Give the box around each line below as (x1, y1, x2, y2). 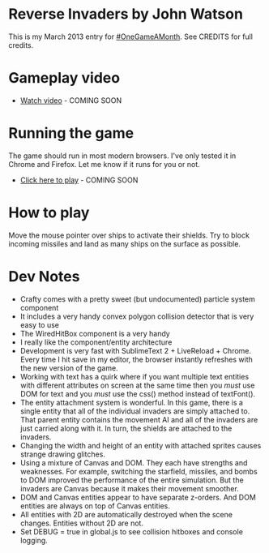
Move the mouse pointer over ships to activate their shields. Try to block (8, 230, 250, 240)
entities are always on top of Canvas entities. (19, 500, 170, 511)
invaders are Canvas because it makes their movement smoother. (19, 483, 239, 493)
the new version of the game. (19, 362, 119, 373)
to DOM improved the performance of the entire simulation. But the (19, 475, 245, 485)
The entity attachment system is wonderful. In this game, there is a (19, 397, 243, 407)
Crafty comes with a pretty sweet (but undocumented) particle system (19, 294, 255, 304)
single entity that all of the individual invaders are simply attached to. (19, 406, 250, 416)
